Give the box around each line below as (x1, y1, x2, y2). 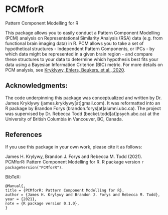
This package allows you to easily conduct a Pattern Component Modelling (5, 29, 160, 35)
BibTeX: (5, 173, 21, 179)
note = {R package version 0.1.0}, (5, 201, 80, 206)
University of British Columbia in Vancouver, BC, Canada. (5, 116, 123, 122)
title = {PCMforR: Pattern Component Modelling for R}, (5, 187, 124, 193)
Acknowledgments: (5, 81, 68, 90)
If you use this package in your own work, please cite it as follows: (5, 143, 142, 149)
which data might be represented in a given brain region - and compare (5, 51, 153, 57)
